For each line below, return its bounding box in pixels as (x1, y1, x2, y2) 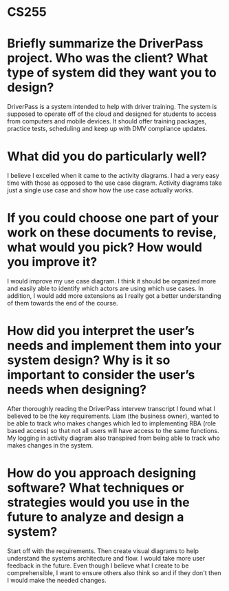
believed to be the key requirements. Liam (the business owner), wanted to (7, 412, 219, 420)
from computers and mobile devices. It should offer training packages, (7, 117, 207, 126)
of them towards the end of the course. (7, 299, 118, 307)
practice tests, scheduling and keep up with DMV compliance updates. (7, 125, 208, 133)
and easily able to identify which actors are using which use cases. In (7, 284, 204, 292)
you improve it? (7, 254, 98, 270)
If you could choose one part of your (7, 210, 219, 226)
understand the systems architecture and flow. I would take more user (7, 554, 206, 562)
